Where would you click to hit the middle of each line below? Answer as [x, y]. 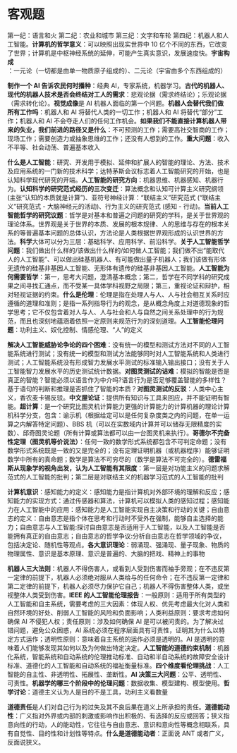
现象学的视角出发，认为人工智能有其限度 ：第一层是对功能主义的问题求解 [124, 468]
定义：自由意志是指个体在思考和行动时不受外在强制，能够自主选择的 [118, 518]
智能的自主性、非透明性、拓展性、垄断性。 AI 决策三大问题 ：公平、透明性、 [116, 674]
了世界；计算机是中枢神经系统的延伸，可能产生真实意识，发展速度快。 [109, 53]
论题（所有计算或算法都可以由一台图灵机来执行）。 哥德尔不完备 [138, 433]
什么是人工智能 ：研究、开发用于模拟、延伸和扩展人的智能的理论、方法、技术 [119, 162]
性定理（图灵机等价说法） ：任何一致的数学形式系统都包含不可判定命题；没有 [117, 441]
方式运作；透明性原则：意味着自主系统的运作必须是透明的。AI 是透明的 [116, 639]
